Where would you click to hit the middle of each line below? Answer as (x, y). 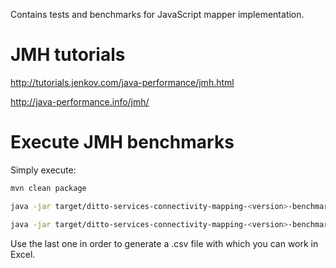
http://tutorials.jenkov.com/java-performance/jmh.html (122, 82)
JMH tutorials (68, 55)
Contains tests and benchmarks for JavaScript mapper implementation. (157, 14)
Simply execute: (43, 170)
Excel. (23, 254)
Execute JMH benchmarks (122, 142)
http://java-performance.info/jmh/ (80, 101)
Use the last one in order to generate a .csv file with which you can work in (164, 243)
